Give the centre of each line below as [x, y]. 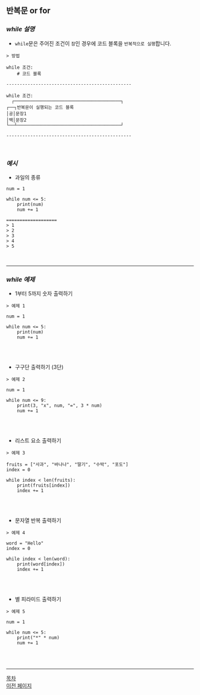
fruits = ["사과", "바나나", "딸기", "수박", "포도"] [67, 465]
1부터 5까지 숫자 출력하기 [44, 294]
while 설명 [21, 29]
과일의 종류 [28, 177]
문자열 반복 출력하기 [38, 521]
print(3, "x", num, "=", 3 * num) [60, 406]
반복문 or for [28, 11]
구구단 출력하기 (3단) [39, 367]
